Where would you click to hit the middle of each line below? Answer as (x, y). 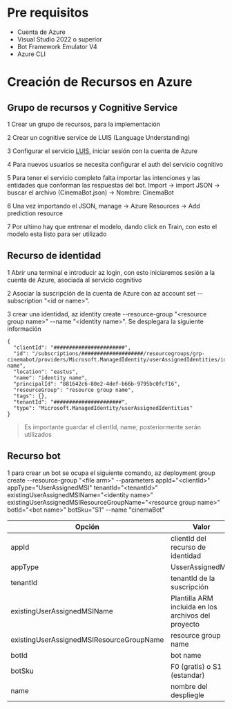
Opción (87, 526)
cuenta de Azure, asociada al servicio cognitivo (75, 280)
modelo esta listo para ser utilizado (57, 234)
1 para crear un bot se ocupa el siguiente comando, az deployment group (111, 473)
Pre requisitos (48, 13)
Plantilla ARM (192, 598)
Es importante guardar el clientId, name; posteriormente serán (113, 427)
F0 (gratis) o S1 (196, 666)
